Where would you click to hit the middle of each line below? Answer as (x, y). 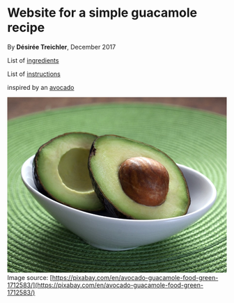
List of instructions (34, 74)
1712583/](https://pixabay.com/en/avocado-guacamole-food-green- (106, 285)
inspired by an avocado (41, 87)
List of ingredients (33, 60)
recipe (26, 28)
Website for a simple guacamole (102, 13)
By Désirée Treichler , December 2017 (62, 47)
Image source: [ (30, 277)
